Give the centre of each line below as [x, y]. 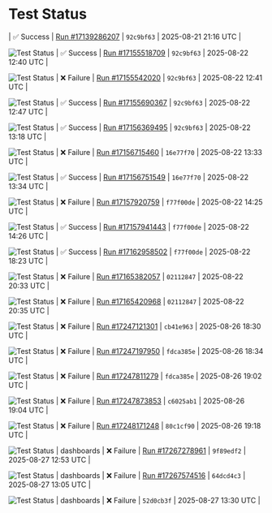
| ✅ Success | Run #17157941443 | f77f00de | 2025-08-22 [153, 226]
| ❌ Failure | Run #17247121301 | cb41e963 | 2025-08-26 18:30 [158, 326]
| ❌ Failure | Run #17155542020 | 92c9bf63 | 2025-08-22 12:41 [159, 77]
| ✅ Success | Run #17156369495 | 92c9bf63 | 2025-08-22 [153, 127]
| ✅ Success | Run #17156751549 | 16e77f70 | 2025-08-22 [152, 177]
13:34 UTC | [28, 186]
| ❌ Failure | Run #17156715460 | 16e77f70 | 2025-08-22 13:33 [159, 152]
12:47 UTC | [28, 111]
